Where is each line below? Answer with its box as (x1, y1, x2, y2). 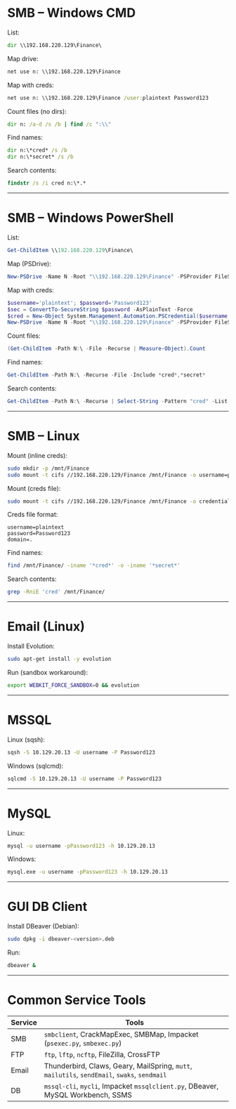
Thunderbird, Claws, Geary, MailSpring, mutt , (44, 1061, 192, 1070)
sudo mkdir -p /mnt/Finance (7, 465, 90, 472)
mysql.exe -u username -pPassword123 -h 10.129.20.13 (7, 869, 169, 876)
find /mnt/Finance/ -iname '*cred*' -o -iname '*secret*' (7, 562, 181, 570)
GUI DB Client (7, 899, 88, 914)
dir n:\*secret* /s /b (7, 153, 74, 161)
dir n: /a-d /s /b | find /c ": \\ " (7, 121, 112, 128)
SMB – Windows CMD (7, 5, 136, 21)
